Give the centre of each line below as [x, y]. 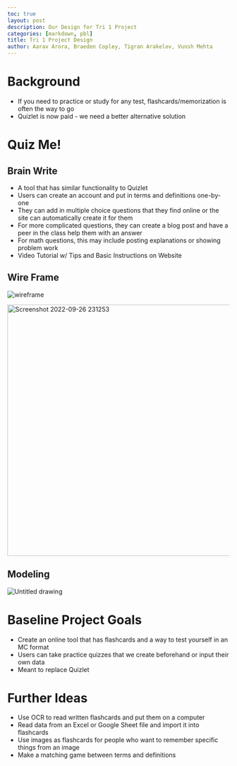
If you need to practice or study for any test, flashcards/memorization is [122, 101]
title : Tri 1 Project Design [50, 40]
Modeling [29, 574]
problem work [38, 247]
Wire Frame [34, 277]
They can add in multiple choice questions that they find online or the [118, 210]
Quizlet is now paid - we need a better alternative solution [102, 116]
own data [31, 662]
